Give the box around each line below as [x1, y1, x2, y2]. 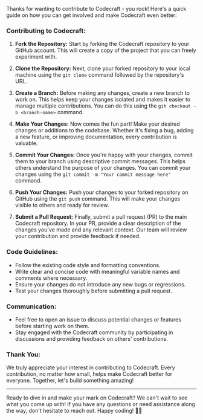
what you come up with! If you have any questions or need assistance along [6, 401, 195, 408]
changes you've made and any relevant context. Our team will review [14, 226, 187, 233]
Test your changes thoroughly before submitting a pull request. [14, 287, 172, 294]
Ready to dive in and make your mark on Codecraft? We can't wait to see [6, 394, 188, 401]
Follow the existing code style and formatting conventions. [14, 261, 161, 268]
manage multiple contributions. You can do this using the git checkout [14, 102, 192, 109]
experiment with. [14, 53, 57, 60]
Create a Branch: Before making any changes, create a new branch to [14, 89, 190, 97]
